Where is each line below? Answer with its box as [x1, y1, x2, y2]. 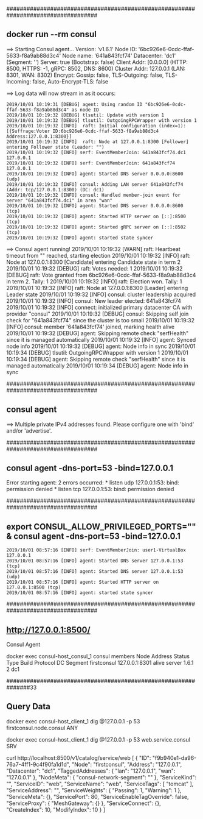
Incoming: [6, 77, 32, 85]
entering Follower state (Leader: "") [6, 144, 105, 150]
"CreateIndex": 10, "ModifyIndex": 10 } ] [6, 806, 105, 813]
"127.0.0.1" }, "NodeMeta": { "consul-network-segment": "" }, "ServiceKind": [6, 773, 197, 781]
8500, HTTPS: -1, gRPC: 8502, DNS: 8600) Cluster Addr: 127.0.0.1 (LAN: [6, 65, 185, 72]
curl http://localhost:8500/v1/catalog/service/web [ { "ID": [6, 754, 151, 761]
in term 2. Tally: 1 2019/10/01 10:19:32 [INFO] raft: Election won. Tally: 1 [6, 277, 182, 285]
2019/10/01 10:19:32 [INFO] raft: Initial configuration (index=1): [6, 122, 187, 129]
